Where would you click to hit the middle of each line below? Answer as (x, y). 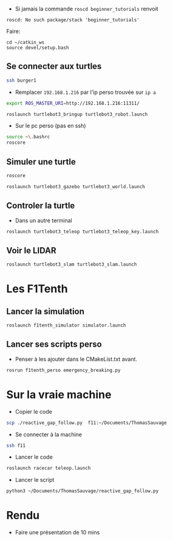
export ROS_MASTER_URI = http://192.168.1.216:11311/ (73, 103)
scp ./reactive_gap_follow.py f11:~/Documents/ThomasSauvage (86, 423)
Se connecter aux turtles (54, 66)
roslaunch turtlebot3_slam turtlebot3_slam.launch (72, 264)
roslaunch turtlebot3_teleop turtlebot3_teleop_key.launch (83, 232)
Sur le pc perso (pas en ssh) (50, 126)
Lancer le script (35, 480)
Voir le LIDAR (31, 250)
